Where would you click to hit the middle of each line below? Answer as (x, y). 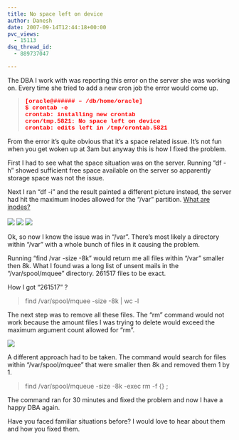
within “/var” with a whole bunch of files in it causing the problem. (104, 244)
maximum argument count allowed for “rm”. (71, 329)
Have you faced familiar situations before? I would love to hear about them (116, 421)
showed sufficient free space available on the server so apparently (113, 170)
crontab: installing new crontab (80, 114)
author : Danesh (30, 21)
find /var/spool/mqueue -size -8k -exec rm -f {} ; (96, 386)
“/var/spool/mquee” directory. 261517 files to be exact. (87, 273)
